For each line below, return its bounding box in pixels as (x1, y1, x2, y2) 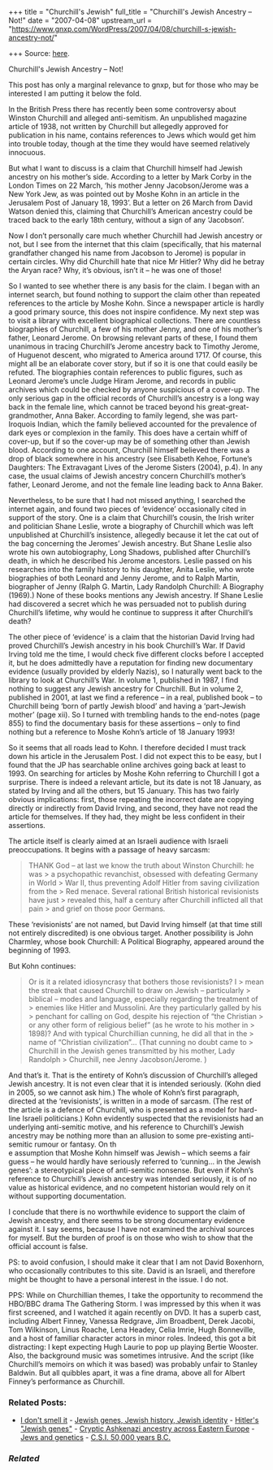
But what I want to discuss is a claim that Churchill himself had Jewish (8, 163, 243, 173)
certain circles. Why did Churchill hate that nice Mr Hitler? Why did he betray (8, 257, 265, 267)
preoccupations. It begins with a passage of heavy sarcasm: (8, 845, 210, 854)
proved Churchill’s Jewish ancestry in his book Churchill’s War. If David (8, 641, 245, 650)
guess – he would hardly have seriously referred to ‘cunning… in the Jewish (8, 1157, 262, 1166)
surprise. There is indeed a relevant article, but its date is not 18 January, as (8, 778, 262, 787)
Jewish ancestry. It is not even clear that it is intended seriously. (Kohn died (8, 1079, 262, 1088)
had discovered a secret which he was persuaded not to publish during (8, 599, 247, 609)
